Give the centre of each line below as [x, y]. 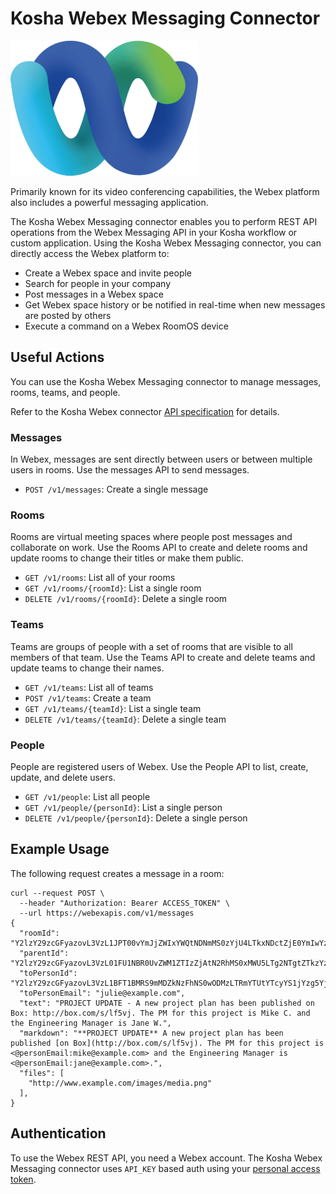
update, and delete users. [63, 777]
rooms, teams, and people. [65, 392]
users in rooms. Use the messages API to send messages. [130, 470]
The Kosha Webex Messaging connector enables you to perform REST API [164, 221]
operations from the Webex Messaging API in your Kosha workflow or [154, 232]
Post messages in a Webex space [94, 294]
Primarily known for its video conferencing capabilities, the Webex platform [165, 191]
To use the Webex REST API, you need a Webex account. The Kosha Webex [166, 1158]
